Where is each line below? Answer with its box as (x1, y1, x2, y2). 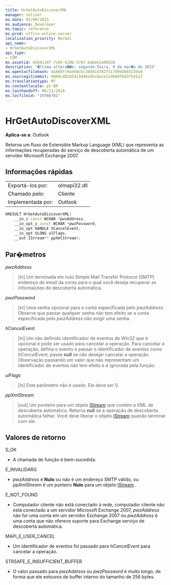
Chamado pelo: (8, 190, 44, 197)
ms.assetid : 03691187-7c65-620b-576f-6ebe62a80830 (5, 60, 115, 65)
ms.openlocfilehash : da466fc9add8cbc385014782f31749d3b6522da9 (5, 69, 143, 75)
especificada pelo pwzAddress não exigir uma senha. (17, 315, 131, 322)
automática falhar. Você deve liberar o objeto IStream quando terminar (17, 413, 166, 419)
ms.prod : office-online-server (5, 31, 72, 36)
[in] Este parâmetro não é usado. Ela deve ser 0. (17, 382, 119, 388)
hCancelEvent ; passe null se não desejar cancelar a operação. (17, 352, 150, 358)
